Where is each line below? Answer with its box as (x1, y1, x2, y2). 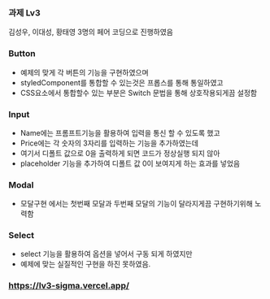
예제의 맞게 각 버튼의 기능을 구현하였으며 (20, 67, 149, 77)
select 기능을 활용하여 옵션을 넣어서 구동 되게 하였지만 (20, 249, 193, 259)
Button (8, 48, 36, 59)
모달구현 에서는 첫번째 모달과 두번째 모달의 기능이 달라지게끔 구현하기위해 (20, 199, 254, 209)
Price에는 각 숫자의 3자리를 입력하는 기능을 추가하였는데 (20, 138, 199, 148)
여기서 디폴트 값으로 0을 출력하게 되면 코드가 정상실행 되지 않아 (20, 148, 220, 158)
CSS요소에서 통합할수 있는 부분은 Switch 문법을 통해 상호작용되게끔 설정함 (20, 88, 258, 97)
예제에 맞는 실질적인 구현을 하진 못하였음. (20, 259, 151, 269)
